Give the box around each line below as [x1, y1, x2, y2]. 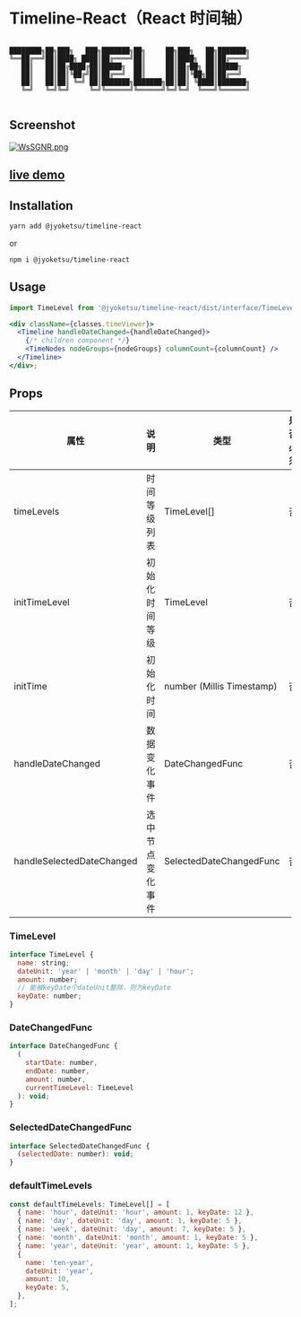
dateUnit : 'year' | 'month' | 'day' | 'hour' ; [17, 966, 194, 975]
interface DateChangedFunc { [9, 1042, 118, 1051]
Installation [9, 198, 73, 213]
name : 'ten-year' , [25, 1258, 94, 1267]
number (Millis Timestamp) [164, 680, 278, 692]
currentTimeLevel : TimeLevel [25, 1083, 134, 1092]
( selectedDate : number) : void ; [17, 1149, 134, 1159]
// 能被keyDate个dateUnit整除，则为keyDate [17, 983, 172, 992]
